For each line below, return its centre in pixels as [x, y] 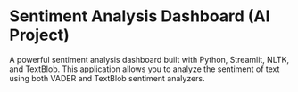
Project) [39, 35]
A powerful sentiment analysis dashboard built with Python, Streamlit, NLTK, [149, 59]
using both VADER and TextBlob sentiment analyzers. [107, 78]
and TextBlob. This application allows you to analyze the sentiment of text [145, 69]
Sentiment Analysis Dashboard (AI [140, 16]
